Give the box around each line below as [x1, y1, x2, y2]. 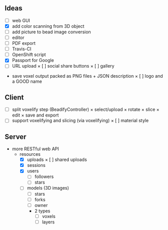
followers [34, 174, 54, 180]
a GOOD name [12, 78, 42, 85]
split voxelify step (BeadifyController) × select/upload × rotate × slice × [12, 106, 159, 112]
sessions [27, 162, 46, 168]
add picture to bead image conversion [12, 29, 91, 35]
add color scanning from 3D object [12, 23, 85, 29]
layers [42, 219, 55, 225]
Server [5, 132, 27, 141]
